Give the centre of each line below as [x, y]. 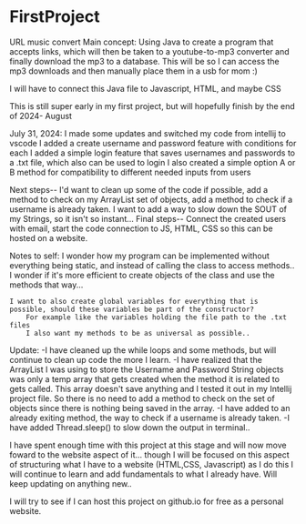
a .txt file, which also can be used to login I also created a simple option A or [153, 162]
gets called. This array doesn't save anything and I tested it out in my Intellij [151, 388]
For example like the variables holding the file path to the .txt [156, 317]
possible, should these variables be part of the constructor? [132, 309]
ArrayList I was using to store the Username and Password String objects [147, 369]
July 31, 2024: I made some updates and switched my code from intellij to [148, 133]
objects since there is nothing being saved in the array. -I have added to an [150, 408]
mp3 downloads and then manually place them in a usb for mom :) [133, 71]
